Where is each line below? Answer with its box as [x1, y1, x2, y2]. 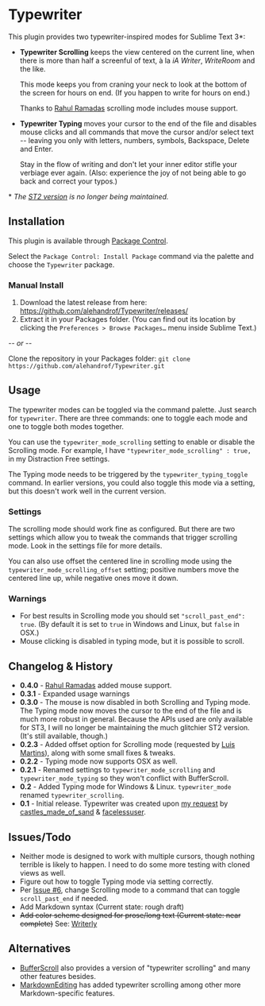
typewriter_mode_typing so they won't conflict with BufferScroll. [19, 773, 229, 784]
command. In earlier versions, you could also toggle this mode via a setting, [8, 478, 255, 487]
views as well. [19, 869, 66, 878]
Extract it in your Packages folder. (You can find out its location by [19, 315, 236, 324]
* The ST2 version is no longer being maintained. [8, 192, 169, 201]
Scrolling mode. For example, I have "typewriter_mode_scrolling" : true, [8, 445, 252, 455]
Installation [8, 215, 65, 228]
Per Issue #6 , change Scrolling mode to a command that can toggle [19, 885, 240, 895]
